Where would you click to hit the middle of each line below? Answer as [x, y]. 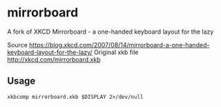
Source [17, 45]
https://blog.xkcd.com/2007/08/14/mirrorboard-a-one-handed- [119, 45]
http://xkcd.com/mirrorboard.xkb [54, 59]
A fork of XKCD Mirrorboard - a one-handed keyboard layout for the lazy [110, 32]
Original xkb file [116, 52]
